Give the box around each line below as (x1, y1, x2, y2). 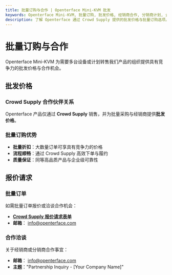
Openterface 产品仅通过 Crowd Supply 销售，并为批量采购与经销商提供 (5, 111, 156, 117)
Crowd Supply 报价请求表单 (12, 213, 72, 220)
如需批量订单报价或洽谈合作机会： (5, 202, 77, 208)
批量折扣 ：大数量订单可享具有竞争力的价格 (12, 144, 103, 150)
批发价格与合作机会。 (18, 65, 64, 71)
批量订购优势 (5, 131, 37, 139)
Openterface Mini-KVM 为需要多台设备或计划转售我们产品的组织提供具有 (5, 58, 159, 65)
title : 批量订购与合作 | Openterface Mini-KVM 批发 (5, 7, 111, 13)
